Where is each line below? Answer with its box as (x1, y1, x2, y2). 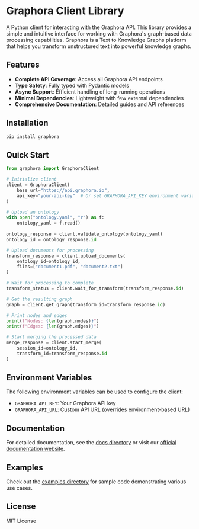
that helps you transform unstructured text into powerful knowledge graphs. (6, 43, 191, 50)
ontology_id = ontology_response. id (6, 236, 97, 242)
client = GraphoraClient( (6, 182, 70, 188)
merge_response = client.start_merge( (6, 339, 102, 346)
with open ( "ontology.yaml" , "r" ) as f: (6, 214, 105, 220)
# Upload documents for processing (6, 247, 94, 253)
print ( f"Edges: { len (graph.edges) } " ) (6, 323, 99, 329)
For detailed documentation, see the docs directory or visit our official (6, 439, 176, 446)
